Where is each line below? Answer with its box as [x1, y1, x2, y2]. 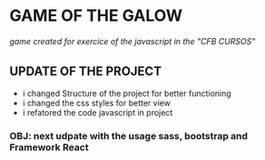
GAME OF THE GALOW [9, 5, 183, 26]
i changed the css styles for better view [22, 97, 171, 108]
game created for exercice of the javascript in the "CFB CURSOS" [9, 35, 256, 46]
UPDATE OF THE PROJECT [9, 64, 162, 80]
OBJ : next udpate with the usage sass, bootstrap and [9, 129, 248, 142]
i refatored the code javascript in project [22, 107, 173, 118]
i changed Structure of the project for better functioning [22, 88, 231, 99]
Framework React [9, 141, 89, 154]
